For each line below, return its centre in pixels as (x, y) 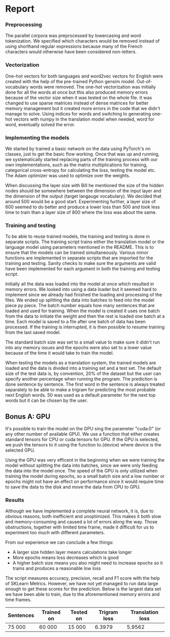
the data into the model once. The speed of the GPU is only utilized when (81, 471)
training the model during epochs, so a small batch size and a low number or (85, 476)
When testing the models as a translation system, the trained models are (81, 363)
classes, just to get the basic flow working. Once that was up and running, (82, 154)
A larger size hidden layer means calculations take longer (72, 552)
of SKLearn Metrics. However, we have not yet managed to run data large (82, 584)
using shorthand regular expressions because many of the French (74, 47)
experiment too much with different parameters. (55, 533)
